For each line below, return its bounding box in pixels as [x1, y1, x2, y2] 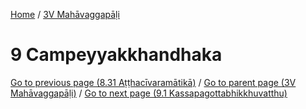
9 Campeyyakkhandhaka [10, 44, 223, 66]
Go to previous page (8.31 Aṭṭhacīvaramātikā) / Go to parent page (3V [10, 76, 297, 88]
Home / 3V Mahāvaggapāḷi [10, 9, 120, 20]
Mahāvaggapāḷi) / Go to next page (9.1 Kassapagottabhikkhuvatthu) [10, 87, 288, 99]
